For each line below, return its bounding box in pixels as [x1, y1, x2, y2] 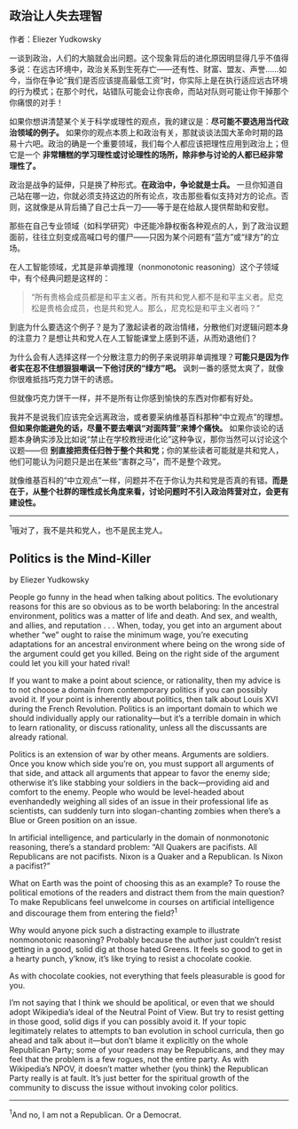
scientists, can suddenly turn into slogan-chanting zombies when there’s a [9, 805, 281, 816]
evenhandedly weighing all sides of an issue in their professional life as [9, 797, 269, 807]
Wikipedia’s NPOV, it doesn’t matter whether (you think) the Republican [9, 1063, 269, 1074]
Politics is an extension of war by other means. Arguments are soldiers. [9, 749, 269, 760]
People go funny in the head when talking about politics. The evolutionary [9, 592, 278, 603]
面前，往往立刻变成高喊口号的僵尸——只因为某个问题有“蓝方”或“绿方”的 [9, 231, 272, 242]
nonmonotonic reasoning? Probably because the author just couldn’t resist [9, 934, 282, 945]
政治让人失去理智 [9, 8, 103, 24]
